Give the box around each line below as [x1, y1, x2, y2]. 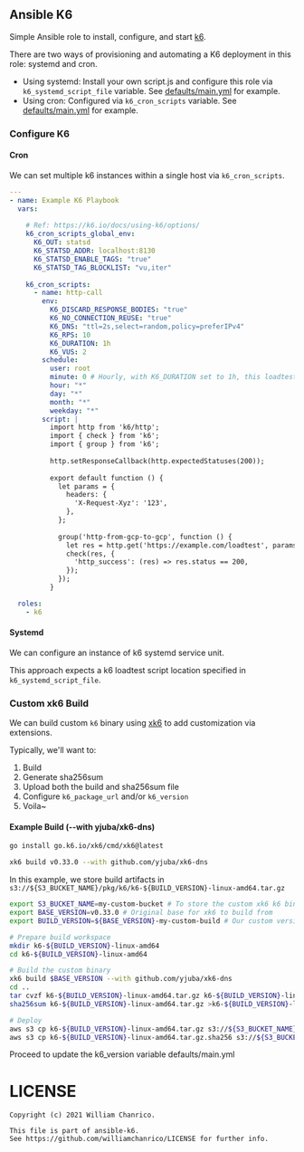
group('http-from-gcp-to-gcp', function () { [57, 532, 233, 541]
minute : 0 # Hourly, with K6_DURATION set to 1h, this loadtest [49, 373, 298, 382]
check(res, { [66, 549, 116, 558]
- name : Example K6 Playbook [9, 195, 119, 205]
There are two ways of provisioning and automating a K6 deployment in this [9, 49, 291, 60]
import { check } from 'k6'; [49, 432, 160, 441]
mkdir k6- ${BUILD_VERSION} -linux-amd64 [9, 941, 160, 950]
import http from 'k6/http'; [49, 423, 160, 433]
